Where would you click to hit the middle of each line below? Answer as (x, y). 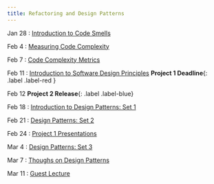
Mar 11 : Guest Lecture (39, 173)
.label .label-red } (32, 80)
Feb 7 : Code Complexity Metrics (54, 60)
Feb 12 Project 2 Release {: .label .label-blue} (71, 93)
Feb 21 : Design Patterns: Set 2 (51, 120)
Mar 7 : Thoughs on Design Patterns (58, 160)
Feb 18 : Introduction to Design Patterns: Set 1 (72, 106)
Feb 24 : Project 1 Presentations (52, 133)
